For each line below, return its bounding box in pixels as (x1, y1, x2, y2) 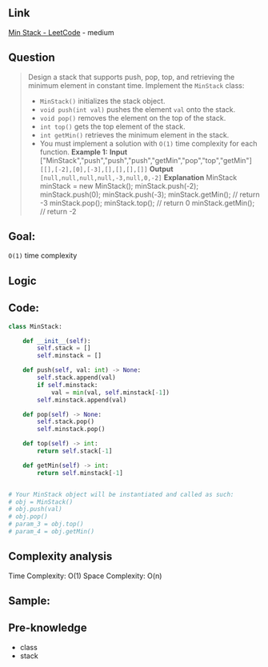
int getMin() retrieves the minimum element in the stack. (39, 130, 230, 139)
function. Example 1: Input (39, 147, 128, 157)
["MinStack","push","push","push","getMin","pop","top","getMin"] (39, 155, 252, 165)
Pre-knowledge (8, 621, 87, 635)
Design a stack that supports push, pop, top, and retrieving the (27, 72, 235, 82)
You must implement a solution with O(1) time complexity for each (39, 138, 258, 148)
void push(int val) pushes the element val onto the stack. (39, 104, 236, 114)
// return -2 (39, 206, 77, 216)
